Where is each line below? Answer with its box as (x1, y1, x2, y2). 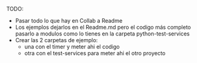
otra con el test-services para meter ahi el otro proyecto (24, 50, 166, 57)
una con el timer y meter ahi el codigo (24, 43, 120, 50)
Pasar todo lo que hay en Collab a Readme (15, 17, 123, 24)
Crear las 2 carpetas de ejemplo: (15, 37, 98, 43)
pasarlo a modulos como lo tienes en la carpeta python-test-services (15, 30, 190, 37)
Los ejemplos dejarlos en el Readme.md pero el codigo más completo (15, 24, 191, 31)
